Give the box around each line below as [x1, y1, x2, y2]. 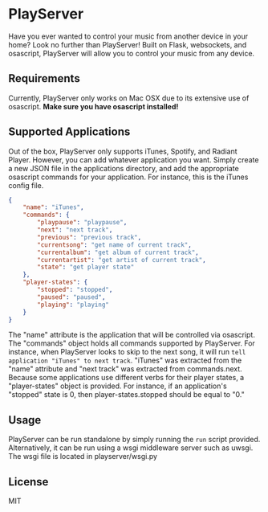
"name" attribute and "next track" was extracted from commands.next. [8, 364, 242, 374]
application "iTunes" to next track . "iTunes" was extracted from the [8, 355, 242, 366]
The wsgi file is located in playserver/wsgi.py [8, 452, 158, 461]
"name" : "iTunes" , [22, 203, 84, 211]
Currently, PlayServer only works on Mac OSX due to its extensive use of [8, 93, 250, 103]
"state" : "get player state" [37, 263, 135, 272]
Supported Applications [8, 125, 131, 139]
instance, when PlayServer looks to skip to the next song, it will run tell [8, 347, 246, 357]
